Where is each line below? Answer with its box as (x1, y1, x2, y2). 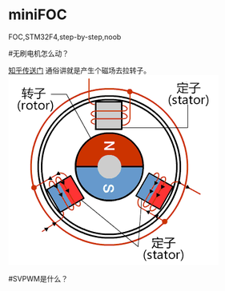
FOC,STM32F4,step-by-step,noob (8, 32, 122, 42)
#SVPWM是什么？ (8, 273, 68, 283)
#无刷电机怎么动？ (8, 48, 70, 58)
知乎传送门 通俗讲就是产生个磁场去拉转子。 (8, 66, 151, 75)
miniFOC (8, 6, 67, 24)
